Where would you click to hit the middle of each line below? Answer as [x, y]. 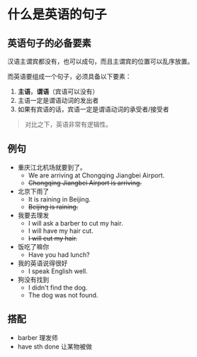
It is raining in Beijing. [59, 199]
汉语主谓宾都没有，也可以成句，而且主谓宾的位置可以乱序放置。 [100, 61]
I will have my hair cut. [61, 231]
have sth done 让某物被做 [55, 346]
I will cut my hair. [53, 238]
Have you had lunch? [59, 254]
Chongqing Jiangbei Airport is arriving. [85, 182]
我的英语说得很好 [43, 263]
